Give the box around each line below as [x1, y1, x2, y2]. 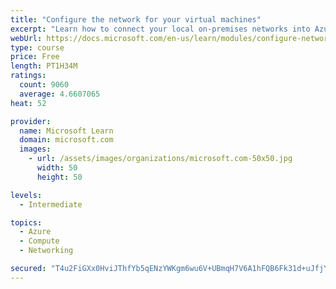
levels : [10, 190, 43, 200]
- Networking [19, 246, 74, 256]
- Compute [19, 236, 60, 246]
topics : [10, 217, 43, 228]
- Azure [19, 227, 52, 237]
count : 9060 [19, 80, 70, 90]
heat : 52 [10, 98, 47, 108]
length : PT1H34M [10, 61, 78, 71]
